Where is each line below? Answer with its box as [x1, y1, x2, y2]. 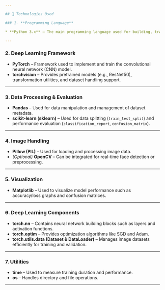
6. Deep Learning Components [5, 209, 80, 216]
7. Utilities [5, 258, 29, 265]
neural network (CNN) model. [12, 66, 72, 72]
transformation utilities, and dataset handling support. [12, 77, 121, 83]
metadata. [12, 110, 33, 116]
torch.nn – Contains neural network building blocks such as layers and [12, 220, 156, 226]
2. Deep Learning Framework [5, 50, 76, 57]
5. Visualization [5, 176, 43, 183]
